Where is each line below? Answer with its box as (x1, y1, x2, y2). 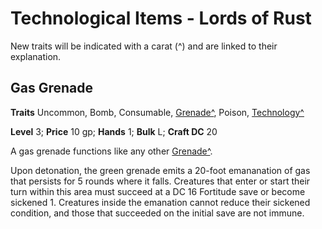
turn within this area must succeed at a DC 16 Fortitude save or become (10, 185, 306, 197)
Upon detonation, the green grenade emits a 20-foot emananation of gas (10, 164, 311, 176)
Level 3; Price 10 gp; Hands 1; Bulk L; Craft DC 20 (10, 125, 218, 137)
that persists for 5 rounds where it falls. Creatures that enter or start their (10, 175, 311, 187)
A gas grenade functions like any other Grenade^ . (10, 145, 213, 157)
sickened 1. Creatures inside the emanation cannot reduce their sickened (10, 196, 311, 208)
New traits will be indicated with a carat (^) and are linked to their (10, 40, 278, 52)
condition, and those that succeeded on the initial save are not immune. (10, 207, 305, 219)
